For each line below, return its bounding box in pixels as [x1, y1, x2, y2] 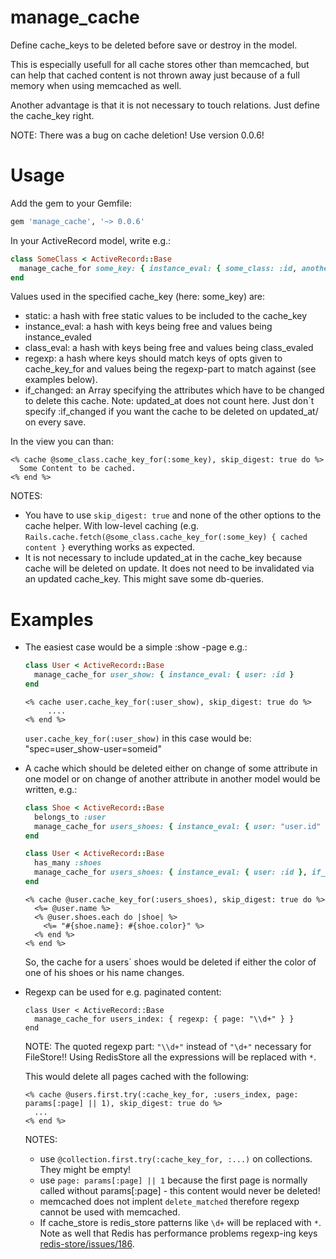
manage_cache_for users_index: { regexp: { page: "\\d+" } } [34, 1014, 295, 1024]
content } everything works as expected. [24, 541, 196, 553]
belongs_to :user [34, 812, 107, 822]
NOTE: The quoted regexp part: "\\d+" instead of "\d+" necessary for [24, 1040, 312, 1052]
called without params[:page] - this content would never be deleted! [39, 1184, 321, 1196]
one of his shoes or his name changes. [24, 966, 185, 978]
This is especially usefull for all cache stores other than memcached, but [10, 58, 310, 70]
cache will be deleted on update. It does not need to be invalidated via [24, 562, 315, 575]
